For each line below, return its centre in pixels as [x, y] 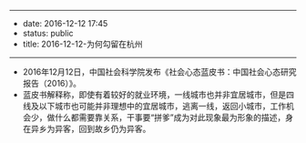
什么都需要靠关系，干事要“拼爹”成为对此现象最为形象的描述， [170, 117]
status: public [48, 33]
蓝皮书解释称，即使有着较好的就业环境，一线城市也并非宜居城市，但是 [154, 95]
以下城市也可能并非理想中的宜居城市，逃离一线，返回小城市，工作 [163, 106]
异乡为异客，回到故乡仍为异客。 [91, 129]
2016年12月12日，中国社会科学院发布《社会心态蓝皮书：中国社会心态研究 [160, 72]
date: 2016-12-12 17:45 [65, 23]
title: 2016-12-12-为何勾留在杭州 [82, 44]
